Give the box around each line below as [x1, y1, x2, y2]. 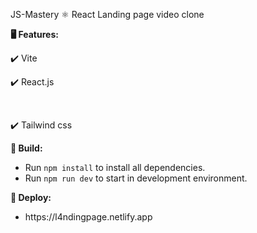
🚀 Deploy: [10, 192, 52, 203]
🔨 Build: [10, 142, 43, 154]
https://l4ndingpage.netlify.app [24, 211, 153, 223]
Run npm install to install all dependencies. [24, 162, 206, 173]
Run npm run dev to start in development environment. [24, 172, 248, 184]
